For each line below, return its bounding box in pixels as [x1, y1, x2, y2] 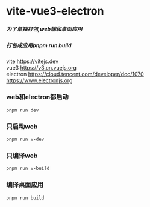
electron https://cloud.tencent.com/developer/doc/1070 [6, 70, 145, 77]
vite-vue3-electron [6, 4, 104, 18]
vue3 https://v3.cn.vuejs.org [6, 64, 77, 71]
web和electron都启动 [6, 93, 69, 101]
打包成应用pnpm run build [6, 42, 72, 49]
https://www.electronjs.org [6, 77, 73, 84]
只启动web [6, 122, 38, 131]
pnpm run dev [6, 107, 39, 113]
